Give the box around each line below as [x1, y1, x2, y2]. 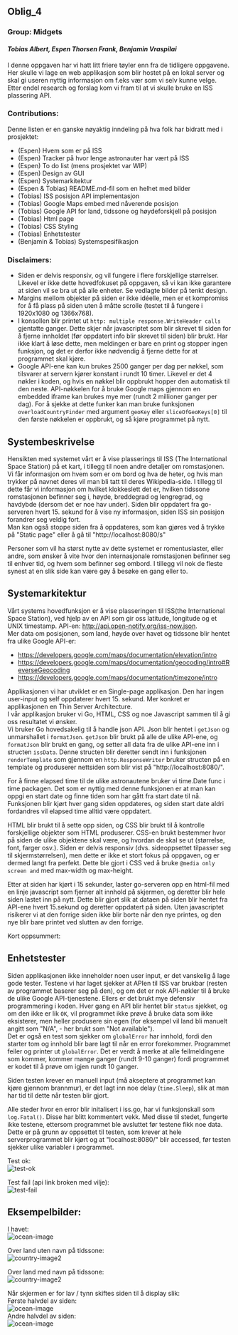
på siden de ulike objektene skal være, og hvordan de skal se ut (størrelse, [7, 835, 225, 844]
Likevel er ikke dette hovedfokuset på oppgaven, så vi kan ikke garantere [17, 279, 232, 287]
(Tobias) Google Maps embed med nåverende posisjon [17, 199, 179, 207]
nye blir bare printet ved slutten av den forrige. [7, 917, 144, 926]
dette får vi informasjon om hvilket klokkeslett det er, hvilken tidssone [7, 485, 210, 493]
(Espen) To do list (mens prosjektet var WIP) [17, 161, 147, 170]
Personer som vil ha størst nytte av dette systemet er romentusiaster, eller [7, 544, 224, 552]
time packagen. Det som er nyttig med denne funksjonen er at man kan [7, 784, 216, 793]
